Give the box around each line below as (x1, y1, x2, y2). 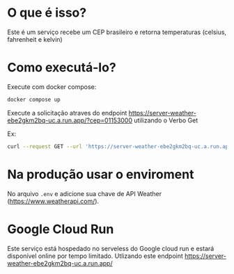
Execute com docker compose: (7, 82, 97, 91)
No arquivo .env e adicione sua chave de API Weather (7, 189, 162, 198)
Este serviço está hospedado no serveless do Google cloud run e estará (7, 244, 214, 252)
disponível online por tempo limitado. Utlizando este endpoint (7, 252, 183, 260)
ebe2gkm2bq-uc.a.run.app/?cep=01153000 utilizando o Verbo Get (7, 116, 198, 124)
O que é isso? (7, 5, 87, 21)
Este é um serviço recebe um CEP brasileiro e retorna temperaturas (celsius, (7, 28, 227, 36)
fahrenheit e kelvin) (7, 35, 63, 43)
